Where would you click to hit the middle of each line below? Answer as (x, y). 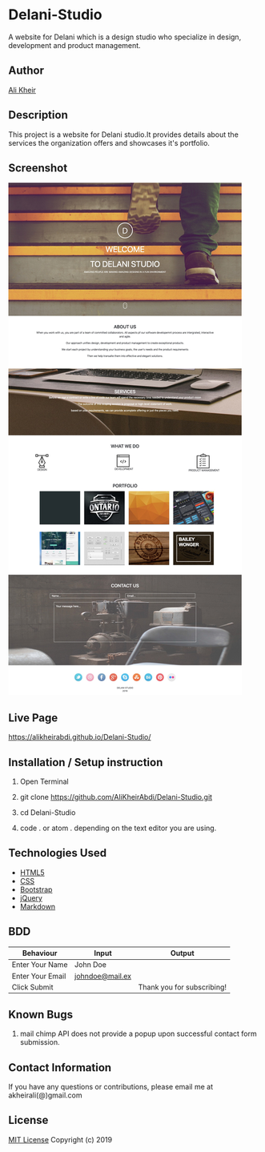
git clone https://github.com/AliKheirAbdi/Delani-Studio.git (116, 797)
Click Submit (32, 987)
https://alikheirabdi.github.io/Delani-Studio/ (80, 737)
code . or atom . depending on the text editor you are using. (118, 828)
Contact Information (60, 1068)
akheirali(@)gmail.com (45, 1095)
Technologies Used (57, 853)
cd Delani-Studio (48, 813)
